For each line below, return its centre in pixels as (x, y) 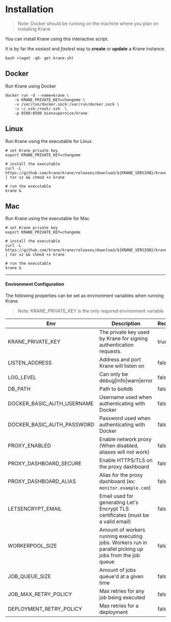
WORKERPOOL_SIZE (33, 545)
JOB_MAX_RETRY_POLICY (40, 594)
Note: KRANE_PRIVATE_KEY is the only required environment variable (91, 311)
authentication (116, 344)
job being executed (122, 597)
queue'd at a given (121, 576)
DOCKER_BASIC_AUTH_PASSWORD (51, 425)
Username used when (125, 397)
